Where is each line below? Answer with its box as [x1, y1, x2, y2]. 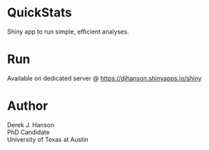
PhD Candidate [7, 128, 50, 136]
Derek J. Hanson [7, 121, 55, 129]
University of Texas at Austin [7, 135, 89, 143]
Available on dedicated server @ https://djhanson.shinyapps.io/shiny [7, 74, 202, 82]
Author [7, 98, 48, 114]
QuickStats [7, 5, 72, 21]
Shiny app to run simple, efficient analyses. [7, 27, 129, 36]
